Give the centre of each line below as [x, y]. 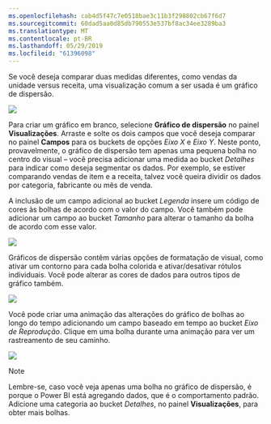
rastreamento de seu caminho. [59, 340]
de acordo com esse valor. [53, 227]
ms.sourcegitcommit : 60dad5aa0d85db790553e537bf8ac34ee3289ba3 [117, 24]
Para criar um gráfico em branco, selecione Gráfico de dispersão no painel [134, 125]
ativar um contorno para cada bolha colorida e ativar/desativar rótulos [125, 266]
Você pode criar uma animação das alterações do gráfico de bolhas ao [127, 314]
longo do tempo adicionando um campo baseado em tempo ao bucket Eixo [133, 323]
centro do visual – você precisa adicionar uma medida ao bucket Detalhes [131, 159]
